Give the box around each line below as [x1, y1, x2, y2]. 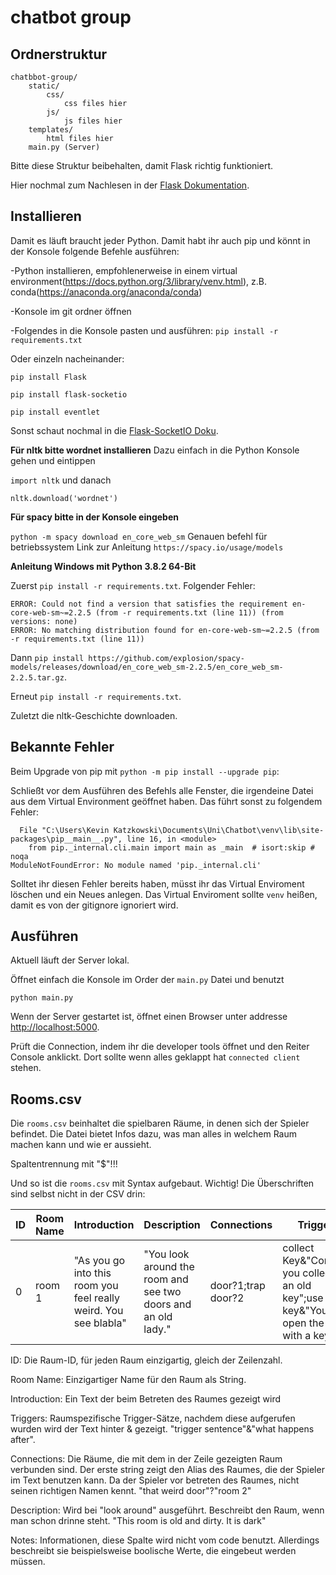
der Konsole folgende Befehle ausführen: [10, 245, 180, 257]
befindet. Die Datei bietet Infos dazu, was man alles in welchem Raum [10, 1128, 297, 1140]
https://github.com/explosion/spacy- [88, 653, 245, 663]
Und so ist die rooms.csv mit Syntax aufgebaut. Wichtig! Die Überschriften [10, 1177, 315, 1190]
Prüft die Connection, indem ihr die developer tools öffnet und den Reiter [10, 1041, 310, 1053]
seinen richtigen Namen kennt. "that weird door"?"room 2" [10, 1485, 252, 1497]
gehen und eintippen [10, 454, 96, 466]
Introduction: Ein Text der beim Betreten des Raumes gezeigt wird [10, 1393, 282, 1405]
